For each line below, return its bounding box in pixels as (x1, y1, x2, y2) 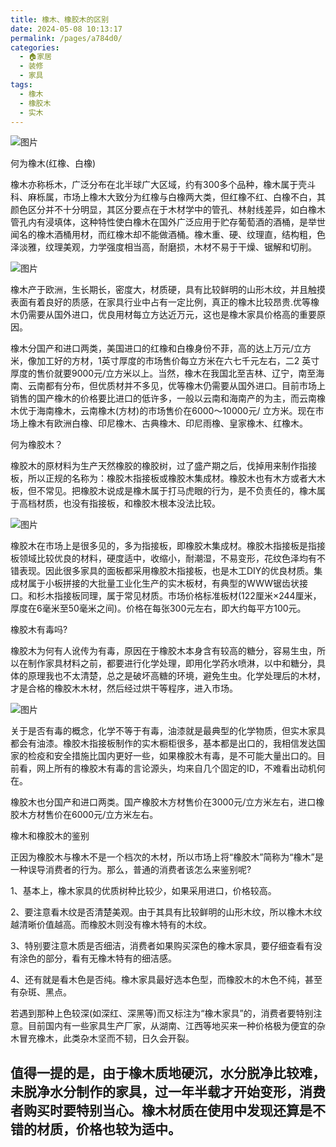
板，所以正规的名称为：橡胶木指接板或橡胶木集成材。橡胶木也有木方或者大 (10, 472, 317, 485)
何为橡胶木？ (10, 439, 63, 451)
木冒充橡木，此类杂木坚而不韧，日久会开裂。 (10, 1032, 195, 1045)
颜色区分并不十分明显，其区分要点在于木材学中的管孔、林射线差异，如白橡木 (10, 204, 326, 216)
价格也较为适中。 (75, 1121, 182, 1138)
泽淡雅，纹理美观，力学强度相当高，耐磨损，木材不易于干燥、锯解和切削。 (10, 241, 317, 253)
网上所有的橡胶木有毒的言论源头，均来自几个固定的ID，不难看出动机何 (36, 762, 326, 775)
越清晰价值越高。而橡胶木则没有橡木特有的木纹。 (10, 919, 212, 931)
